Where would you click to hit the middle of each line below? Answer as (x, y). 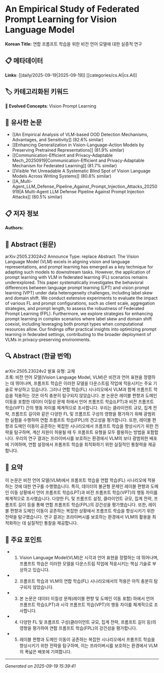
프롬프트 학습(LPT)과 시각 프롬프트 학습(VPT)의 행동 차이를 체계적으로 (86, 605)
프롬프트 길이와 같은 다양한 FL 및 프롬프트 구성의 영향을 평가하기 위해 (77, 414)
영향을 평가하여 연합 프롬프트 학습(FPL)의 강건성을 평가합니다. (78, 628)
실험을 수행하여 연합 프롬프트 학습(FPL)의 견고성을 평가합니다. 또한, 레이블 (81, 420)
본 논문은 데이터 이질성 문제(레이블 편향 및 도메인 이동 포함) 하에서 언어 (87, 599)
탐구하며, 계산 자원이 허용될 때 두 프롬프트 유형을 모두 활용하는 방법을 (80, 432)
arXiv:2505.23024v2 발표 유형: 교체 (40, 371)
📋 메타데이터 (24, 61)
